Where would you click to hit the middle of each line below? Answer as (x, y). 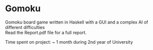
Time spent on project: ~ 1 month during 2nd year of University (69, 42)
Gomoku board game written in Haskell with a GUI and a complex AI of (77, 22)
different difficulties (25, 27)
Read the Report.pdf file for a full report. (46, 32)
